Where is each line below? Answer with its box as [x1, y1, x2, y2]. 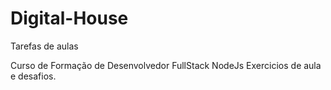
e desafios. [10, 70, 57, 82]
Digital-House [10, 7, 129, 30]
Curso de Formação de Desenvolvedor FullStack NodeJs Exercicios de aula [10, 59, 322, 71]
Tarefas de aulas [10, 40, 79, 52]
